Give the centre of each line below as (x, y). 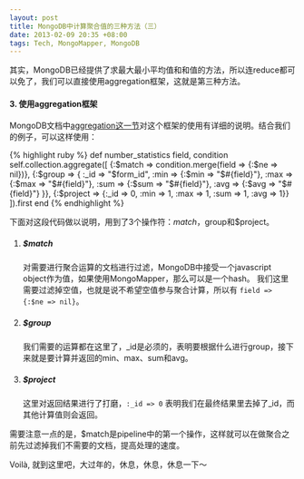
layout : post (34, 18)
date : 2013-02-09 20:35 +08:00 (69, 34)
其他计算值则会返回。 (62, 415)
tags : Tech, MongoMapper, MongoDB (75, 43)
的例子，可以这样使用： (53, 137)
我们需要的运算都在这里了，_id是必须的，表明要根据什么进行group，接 (154, 347)
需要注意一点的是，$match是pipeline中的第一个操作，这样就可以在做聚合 (146, 434)
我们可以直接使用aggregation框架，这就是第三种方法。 (143, 82)
